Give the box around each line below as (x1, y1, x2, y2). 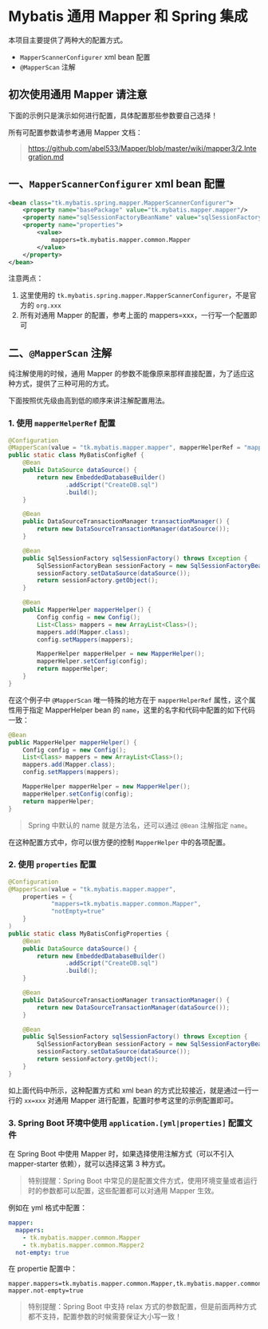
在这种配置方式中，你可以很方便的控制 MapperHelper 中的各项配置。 (8, 837, 230, 847)
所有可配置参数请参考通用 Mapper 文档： (8, 127, 143, 137)
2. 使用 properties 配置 (8, 859, 97, 871)
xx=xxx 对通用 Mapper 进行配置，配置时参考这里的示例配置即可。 (23, 1095, 238, 1105)
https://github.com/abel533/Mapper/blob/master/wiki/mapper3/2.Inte (27, 143, 257, 153)
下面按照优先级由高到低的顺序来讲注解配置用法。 (8, 396, 169, 406)
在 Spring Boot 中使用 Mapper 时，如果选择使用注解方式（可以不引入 (8, 1149, 235, 1159)
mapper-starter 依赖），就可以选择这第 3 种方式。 (8, 1159, 170, 1168)
